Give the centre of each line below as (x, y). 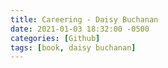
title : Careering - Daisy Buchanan (84, 19)
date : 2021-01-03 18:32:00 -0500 (80, 29)
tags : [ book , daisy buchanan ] (73, 47)
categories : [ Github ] (55, 38)
